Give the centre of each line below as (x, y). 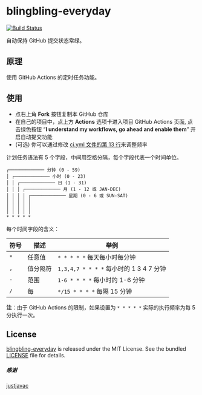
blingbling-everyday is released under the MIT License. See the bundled (96, 349)
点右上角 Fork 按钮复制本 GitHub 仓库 (62, 114)
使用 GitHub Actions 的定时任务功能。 (53, 77)
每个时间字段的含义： (33, 229)
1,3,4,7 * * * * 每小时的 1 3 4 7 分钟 (112, 268)
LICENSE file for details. (36, 356)
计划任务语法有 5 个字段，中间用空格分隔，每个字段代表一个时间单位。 (94, 157)
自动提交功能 (36, 137)
